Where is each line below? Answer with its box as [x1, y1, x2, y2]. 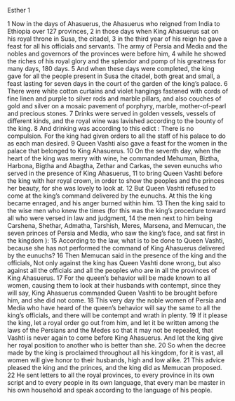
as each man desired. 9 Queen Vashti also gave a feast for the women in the [7, 139, 228, 147]
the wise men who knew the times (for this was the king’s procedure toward [7, 207, 227, 215]
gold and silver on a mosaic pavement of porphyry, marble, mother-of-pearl [7, 102, 227, 110]
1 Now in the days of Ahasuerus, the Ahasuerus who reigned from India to [7, 20, 220, 27]
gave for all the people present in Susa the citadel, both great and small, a [7, 72, 220, 80]
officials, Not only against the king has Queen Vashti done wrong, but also [7, 259, 221, 267]
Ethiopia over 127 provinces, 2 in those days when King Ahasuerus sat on [7, 27, 219, 35]
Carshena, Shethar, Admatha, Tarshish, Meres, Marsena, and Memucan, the [7, 222, 227, 229]
